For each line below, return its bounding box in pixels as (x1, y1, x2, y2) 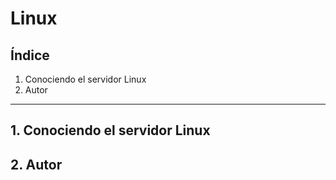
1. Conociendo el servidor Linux (10, 122, 211, 139)
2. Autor (10, 156, 63, 173)
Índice (10, 47, 50, 64)
